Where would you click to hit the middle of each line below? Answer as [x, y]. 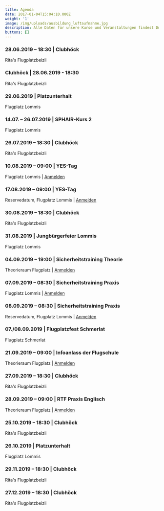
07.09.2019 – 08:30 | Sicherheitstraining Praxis [62, 283]
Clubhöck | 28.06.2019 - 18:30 [42, 73]
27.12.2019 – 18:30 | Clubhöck [41, 492]
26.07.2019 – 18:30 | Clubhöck [41, 143]
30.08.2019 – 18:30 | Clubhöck [42, 212]
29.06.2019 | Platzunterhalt [39, 96]
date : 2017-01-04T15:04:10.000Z [38, 14]
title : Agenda [20, 10]
